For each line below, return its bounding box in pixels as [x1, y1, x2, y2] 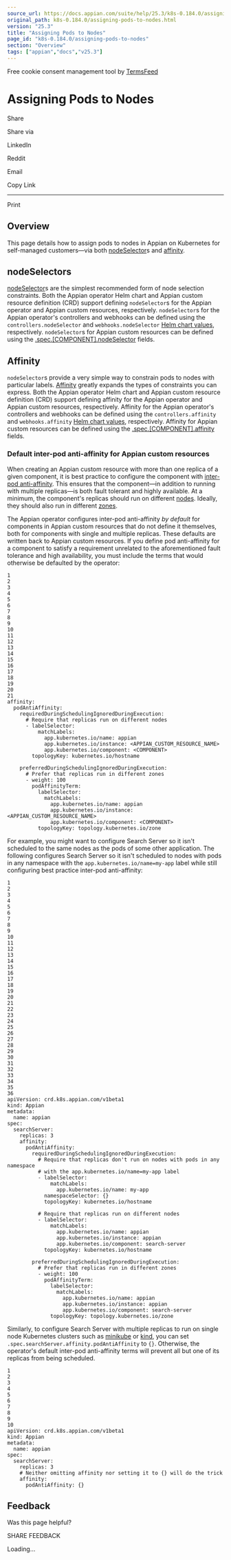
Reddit [7, 154, 26, 162]
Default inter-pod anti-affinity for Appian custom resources [7, 449, 210, 459]
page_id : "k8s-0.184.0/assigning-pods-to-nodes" [7, 36, 149, 43]
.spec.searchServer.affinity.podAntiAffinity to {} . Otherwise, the [7, 1339, 200, 1347]
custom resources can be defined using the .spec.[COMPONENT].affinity [7, 424, 215, 433]
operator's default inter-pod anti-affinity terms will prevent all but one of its [7, 1346, 220, 1355]
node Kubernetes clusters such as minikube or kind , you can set [7, 1332, 189, 1340]
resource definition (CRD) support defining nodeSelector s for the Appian [7, 299, 212, 307]
